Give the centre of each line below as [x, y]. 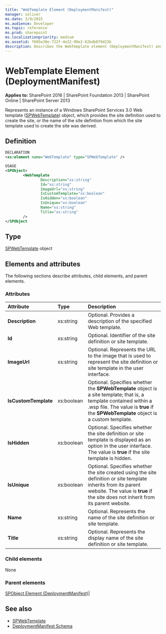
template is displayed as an [119, 440]
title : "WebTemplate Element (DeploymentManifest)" [59, 10]
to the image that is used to [119, 356]
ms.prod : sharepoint [26, 33]
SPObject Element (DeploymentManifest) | [47, 593]
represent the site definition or [123, 362]
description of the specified [120, 321]
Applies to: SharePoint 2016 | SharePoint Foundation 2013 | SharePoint [77, 95]
